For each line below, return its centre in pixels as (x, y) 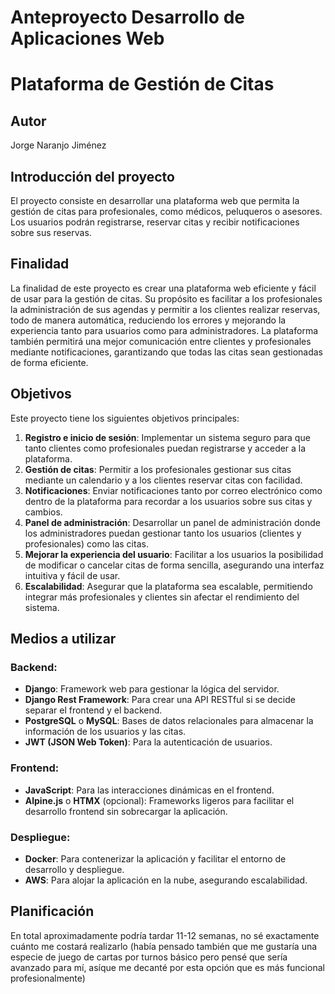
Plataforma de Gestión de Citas (142, 84)
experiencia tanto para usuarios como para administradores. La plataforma (164, 330)
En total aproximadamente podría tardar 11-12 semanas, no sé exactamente (165, 935)
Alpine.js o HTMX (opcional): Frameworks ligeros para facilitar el (159, 800)
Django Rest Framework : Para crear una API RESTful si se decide (160, 700)
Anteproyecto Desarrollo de (127, 17)
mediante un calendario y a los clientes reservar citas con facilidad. (163, 480)
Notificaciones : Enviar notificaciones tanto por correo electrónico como (173, 490)
